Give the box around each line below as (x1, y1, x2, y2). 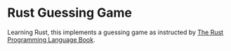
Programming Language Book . (7, 35, 95, 43)
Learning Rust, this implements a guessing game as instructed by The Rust (7, 28, 223, 36)
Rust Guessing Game (7, 5, 132, 21)
